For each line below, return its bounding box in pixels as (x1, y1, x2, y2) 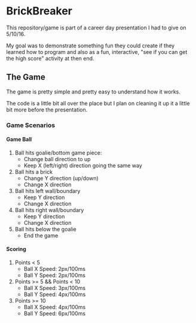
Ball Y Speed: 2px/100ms (23, 271, 85, 279)
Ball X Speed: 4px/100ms (23, 304, 86, 311)
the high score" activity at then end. (6, 55, 94, 62)
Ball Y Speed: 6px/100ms (23, 310, 85, 317)
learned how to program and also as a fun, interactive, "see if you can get (6, 48, 188, 55)
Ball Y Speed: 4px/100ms (23, 291, 86, 298)
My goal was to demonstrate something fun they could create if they (6, 42, 175, 49)
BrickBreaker (6, 4, 73, 18)
